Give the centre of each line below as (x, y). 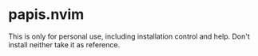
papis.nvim (46, 15)
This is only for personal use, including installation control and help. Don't (129, 36)
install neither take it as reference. (64, 44)
